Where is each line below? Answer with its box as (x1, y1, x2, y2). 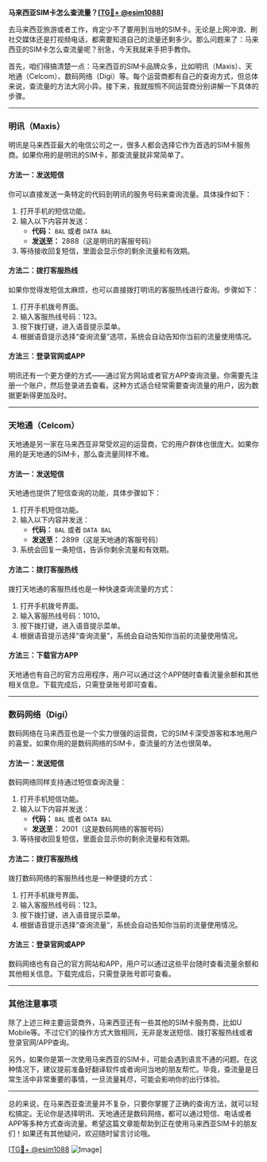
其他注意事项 (8, 998, 58, 1009)
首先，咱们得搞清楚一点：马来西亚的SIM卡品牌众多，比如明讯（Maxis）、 (8, 61, 246, 71)
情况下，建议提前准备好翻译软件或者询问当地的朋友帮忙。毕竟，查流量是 (14, 1065, 252, 1074)
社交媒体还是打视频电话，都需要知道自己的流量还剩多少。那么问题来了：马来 (8, 35, 259, 44)
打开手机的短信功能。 (19, 206, 90, 216)
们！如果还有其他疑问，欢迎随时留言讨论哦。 (8, 1129, 155, 1138)
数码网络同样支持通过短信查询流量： (8, 777, 127, 787)
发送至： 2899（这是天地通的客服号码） (31, 535, 163, 545)
